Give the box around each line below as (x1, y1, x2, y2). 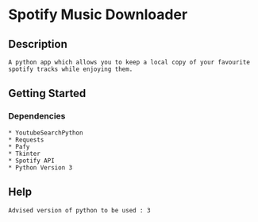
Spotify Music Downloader (8, 6, 188, 24)
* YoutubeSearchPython (8, 129, 83, 137)
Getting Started (8, 87, 87, 100)
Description (8, 37, 67, 51)
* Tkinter (8, 150, 41, 158)
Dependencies (8, 111, 66, 122)
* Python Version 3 (8, 163, 73, 172)
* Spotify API (8, 157, 56, 165)
